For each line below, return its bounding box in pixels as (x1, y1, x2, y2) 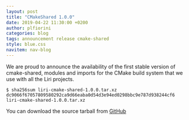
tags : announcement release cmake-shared (6, 36, 110, 42)
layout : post (6, 8, 38, 15)
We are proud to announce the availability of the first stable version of (6, 63, 175, 70)
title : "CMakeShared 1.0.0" (6, 14, 75, 20)
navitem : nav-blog (6, 47, 51, 53)
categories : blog (6, 31, 49, 36)
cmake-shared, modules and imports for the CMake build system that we (6, 69, 184, 76)
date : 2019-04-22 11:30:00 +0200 (6, 19, 88, 25)
